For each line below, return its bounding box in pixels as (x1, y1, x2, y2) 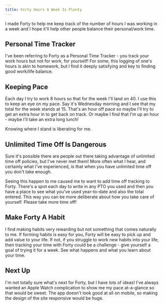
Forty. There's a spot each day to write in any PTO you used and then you (5, 184, 154, 189)
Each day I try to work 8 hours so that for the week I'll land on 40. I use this (5, 96, 157, 102)
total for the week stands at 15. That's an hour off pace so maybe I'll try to (5, 106, 154, 112)
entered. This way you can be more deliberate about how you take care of (5, 194, 154, 200)
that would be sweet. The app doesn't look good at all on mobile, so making (5, 290, 158, 296)
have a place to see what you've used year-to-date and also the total (5, 189, 144, 195)
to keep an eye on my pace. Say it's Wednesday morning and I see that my (5, 101, 156, 107)
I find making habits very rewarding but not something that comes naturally (5, 226, 157, 232)
